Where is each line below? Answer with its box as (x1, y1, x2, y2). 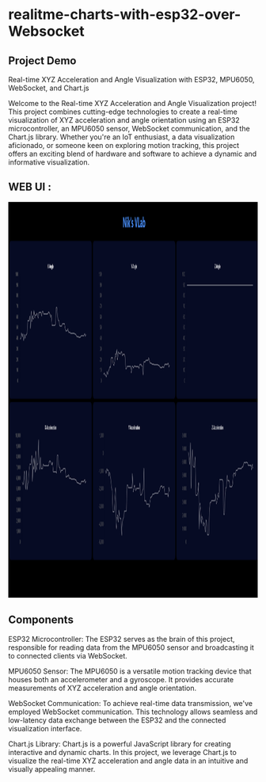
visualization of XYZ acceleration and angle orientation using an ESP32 (8, 116, 240, 124)
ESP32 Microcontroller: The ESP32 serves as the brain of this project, (8, 634, 235, 643)
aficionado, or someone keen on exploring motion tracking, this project (8, 141, 240, 150)
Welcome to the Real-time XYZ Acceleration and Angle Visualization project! (8, 99, 257, 108)
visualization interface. (8, 723, 82, 733)
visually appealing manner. (8, 764, 96, 773)
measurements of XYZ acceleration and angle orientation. (8, 683, 197, 693)
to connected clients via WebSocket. (8, 651, 128, 660)
